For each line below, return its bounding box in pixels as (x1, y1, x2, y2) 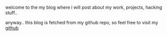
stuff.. (5, 10, 18, 16)
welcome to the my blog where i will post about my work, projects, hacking (5, 5, 162, 10)
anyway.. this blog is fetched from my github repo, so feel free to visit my (5, 20, 158, 25)
